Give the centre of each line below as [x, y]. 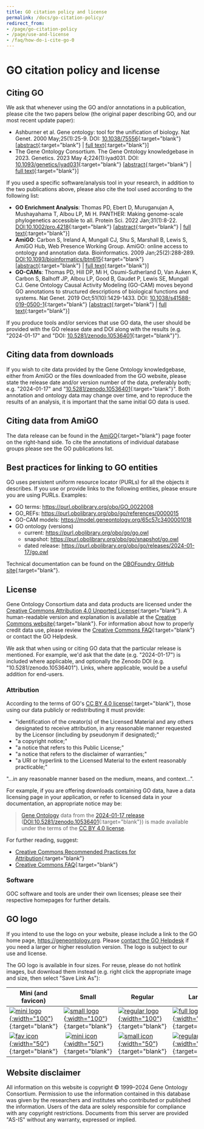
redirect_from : [25, 23]
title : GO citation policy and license [57, 12]
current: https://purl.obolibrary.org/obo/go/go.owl [86, 533]
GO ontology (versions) [44, 526]
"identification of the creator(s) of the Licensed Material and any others [104, 721]
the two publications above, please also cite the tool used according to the [99, 189]
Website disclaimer [43, 1073]
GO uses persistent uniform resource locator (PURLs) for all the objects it [98, 482]
